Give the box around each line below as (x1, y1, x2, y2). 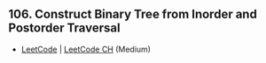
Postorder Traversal (8, 21, 121, 36)
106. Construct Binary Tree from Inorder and (8, 7, 258, 22)
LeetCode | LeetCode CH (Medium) (20, 44, 152, 54)
